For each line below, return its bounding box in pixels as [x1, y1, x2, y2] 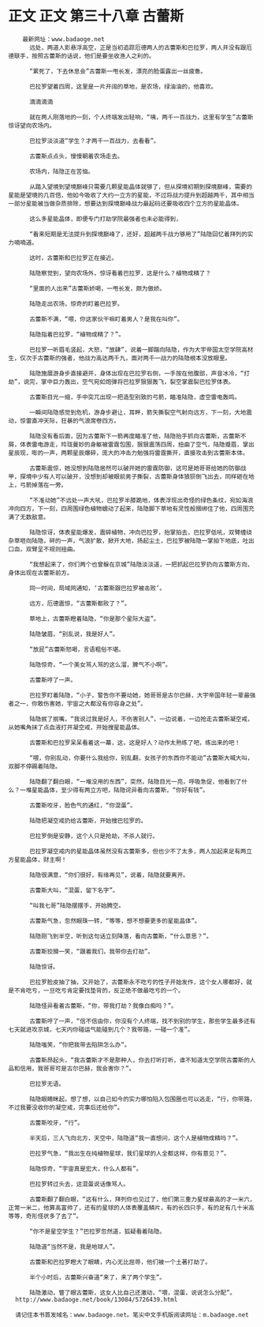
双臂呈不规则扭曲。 [25, 545, 79, 553]
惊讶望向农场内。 [8, 122, 56, 130]
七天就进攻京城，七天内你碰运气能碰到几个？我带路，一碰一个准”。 [8, 1025, 194, 1033]
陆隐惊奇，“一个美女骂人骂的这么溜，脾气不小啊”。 [28, 660, 172, 668]
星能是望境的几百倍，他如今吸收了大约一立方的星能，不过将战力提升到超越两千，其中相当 [8, 191, 255, 199]
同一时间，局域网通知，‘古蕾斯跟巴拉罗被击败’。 [28, 584, 165, 592]
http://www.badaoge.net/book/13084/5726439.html [15, 1295, 178, 1303]
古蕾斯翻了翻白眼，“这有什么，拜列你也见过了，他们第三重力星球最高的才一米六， [28, 1195, 256, 1203]
